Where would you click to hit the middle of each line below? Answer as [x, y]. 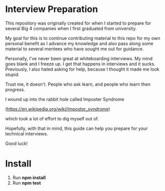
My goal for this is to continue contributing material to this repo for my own [83, 38]
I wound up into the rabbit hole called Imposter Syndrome [65, 99]
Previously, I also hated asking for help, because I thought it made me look [82, 69]
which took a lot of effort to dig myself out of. [52, 118]
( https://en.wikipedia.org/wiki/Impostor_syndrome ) [58, 109]
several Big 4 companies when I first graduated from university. [71, 28]
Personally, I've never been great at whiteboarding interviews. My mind [79, 58]
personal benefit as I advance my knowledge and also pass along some [79, 43]
